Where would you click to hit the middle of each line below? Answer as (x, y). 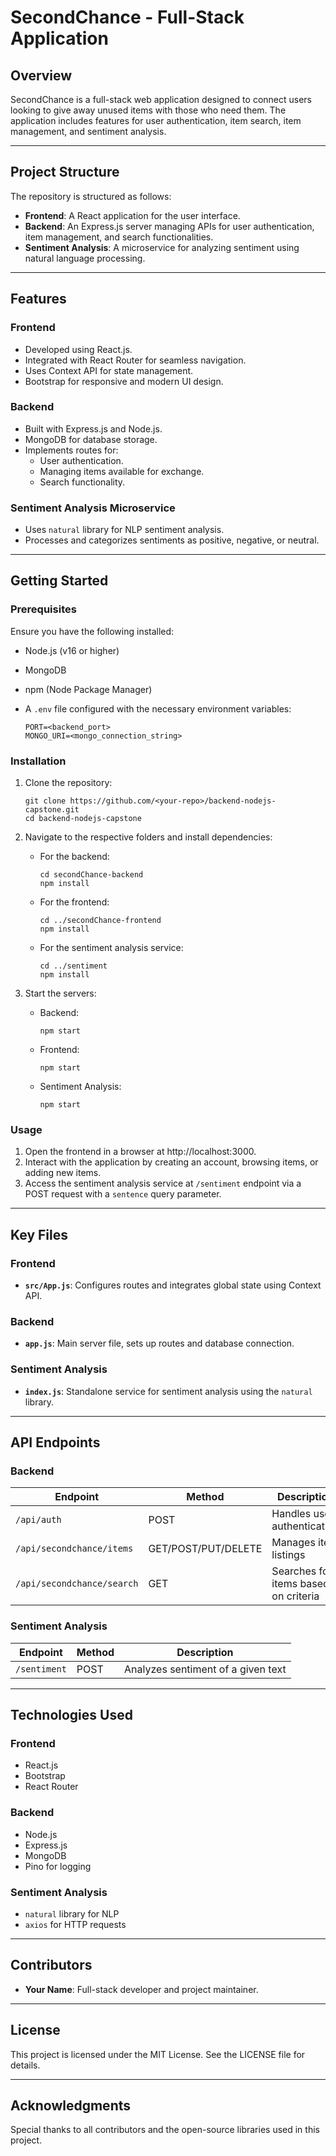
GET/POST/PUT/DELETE (205, 1549)
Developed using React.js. (78, 349)
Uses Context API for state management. (109, 370)
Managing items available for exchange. (122, 471)
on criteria (295, 1596)
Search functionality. (82, 482)
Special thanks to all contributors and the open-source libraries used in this (165, 2130)
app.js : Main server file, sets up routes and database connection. (159, 1343)
